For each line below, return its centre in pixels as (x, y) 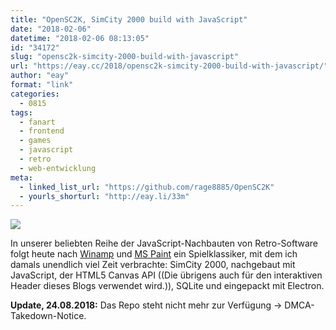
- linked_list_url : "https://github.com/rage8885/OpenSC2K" (147, 187)
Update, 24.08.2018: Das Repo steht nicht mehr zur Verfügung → (146, 305)
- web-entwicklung (58, 168)
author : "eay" (40, 76)
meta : (21, 177)
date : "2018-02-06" (51, 29)
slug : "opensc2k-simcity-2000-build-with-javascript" (125, 57)
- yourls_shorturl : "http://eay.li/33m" (104, 196)
